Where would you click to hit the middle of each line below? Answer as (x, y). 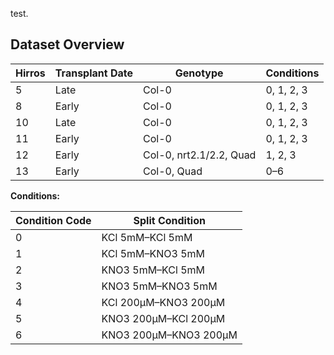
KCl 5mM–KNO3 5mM (153, 253)
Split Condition (169, 220)
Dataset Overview (67, 44)
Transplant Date (94, 73)
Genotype (199, 73)
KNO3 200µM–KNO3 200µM (169, 335)
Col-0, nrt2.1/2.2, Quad (200, 155)
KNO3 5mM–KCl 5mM (153, 270)
